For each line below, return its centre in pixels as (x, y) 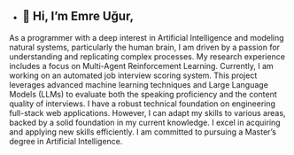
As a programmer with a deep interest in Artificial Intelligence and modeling (147, 37)
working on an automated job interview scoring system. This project (133, 75)
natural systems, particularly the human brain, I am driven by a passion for (145, 47)
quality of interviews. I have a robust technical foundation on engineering (143, 104)
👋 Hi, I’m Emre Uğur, (78, 16)
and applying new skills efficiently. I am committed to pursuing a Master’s (143, 132)
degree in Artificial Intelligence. (66, 141)
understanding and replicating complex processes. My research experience (147, 56)
